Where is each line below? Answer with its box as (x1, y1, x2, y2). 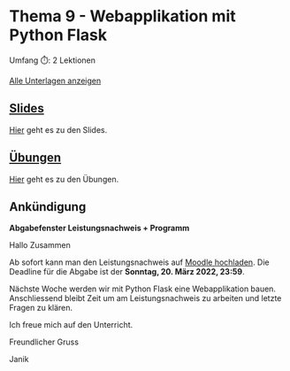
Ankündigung (9, 199, 87, 214)
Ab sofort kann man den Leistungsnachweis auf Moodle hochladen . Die (9, 257, 270, 267)
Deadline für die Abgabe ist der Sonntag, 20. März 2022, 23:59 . (9, 267, 245, 277)
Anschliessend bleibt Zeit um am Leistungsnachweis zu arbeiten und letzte (9, 293, 282, 304)
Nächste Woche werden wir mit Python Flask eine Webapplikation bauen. (9, 283, 277, 294)
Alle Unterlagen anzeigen (9, 75, 102, 86)
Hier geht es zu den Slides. (9, 124, 108, 135)
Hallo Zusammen (9, 240, 71, 251)
